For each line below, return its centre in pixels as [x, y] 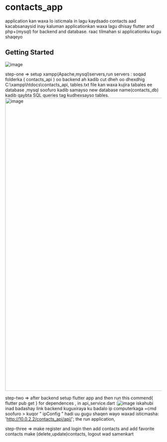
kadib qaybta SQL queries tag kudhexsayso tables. [57, 95]
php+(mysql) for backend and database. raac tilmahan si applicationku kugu [83, 31]
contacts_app [34, 7]
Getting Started [30, 52]
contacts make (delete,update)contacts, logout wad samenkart [70, 434]
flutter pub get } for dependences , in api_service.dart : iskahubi [79, 403]
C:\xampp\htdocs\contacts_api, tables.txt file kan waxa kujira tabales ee [79, 85]
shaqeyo [14, 37]
